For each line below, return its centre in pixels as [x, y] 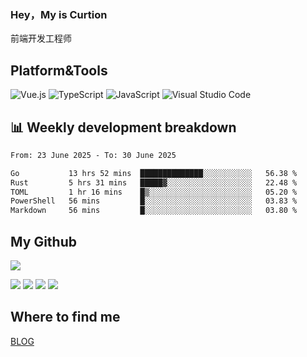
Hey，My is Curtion [59, 14]
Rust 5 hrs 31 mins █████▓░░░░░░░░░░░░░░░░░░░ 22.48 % [154, 182]
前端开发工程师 [41, 38]
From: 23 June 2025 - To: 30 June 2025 [93, 155]
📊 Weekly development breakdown [123, 127]
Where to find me [65, 317]
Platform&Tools [59, 70]
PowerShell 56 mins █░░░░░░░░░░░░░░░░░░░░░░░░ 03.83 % [154, 201]
